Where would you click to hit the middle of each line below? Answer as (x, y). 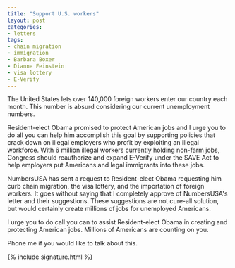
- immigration (28, 53)
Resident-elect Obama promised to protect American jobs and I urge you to (116, 128)
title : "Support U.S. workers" (53, 14)
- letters (22, 33)
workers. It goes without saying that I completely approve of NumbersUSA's (117, 193)
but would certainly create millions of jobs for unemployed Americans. (109, 209)
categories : (25, 27)
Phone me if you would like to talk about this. (72, 243)
